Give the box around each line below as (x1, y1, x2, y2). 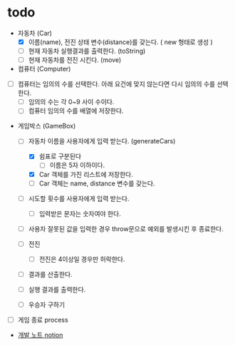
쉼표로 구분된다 (38, 152, 82, 161)
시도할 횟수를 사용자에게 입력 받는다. (28, 194, 130, 203)
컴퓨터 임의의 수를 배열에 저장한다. (28, 106, 124, 115)
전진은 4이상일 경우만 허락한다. (38, 255, 125, 263)
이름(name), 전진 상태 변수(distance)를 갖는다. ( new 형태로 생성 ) (28, 37, 214, 46)
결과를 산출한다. (28, 270, 73, 278)
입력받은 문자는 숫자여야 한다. (38, 209, 121, 218)
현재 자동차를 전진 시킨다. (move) (28, 56, 122, 64)
